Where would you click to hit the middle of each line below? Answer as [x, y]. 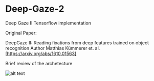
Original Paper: [21, 33]
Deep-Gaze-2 [35, 9]
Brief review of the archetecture [39, 63]
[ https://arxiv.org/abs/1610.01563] [41, 53]
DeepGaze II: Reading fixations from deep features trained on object [77, 43]
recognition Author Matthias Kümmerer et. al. [53, 48]
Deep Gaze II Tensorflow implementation [48, 23]
